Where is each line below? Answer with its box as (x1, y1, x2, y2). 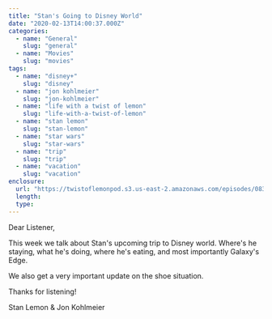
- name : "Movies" (15, 49, 74, 57)
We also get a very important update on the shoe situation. (8, 270, 204, 280)
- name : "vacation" (15, 163, 82, 171)
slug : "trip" (23, 155, 67, 163)
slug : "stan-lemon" (23, 125, 89, 133)
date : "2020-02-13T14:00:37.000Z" (8, 19, 125, 28)
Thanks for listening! (8, 287, 77, 296)
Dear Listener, (8, 222, 55, 232)
